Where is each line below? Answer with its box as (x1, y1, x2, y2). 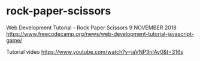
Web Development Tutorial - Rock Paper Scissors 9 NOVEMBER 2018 (6, 24, 177, 31)
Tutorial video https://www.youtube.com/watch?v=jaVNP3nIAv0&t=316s (6, 48, 184, 55)
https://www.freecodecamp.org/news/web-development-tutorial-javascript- (6, 30, 195, 37)
